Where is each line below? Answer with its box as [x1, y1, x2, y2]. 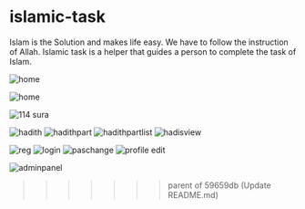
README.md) [168, 189, 219, 200]
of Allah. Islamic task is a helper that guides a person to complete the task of [9, 46, 297, 57]
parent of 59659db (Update [168, 180, 271, 191]
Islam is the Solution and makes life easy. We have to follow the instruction [9, 37, 289, 47]
